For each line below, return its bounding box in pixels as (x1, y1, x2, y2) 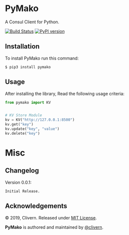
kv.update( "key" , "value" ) (5, 126, 60, 131)
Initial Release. (5, 188, 40, 194)
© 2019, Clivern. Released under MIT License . (5, 215, 97, 220)
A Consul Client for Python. (5, 19, 60, 25)
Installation (5, 42, 40, 51)
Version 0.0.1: (5, 179, 32, 185)
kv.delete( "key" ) (5, 131, 40, 136)
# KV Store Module (5, 113, 42, 118)
